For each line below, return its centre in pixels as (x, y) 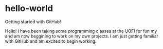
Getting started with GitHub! (33, 22)
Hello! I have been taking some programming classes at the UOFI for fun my (81, 31)
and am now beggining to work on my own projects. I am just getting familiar (82, 36)
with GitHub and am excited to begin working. (51, 41)
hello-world (29, 8)
